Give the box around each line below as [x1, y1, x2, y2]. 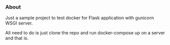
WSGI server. [5, 20, 33, 26]
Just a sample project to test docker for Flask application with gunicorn [5, 15, 154, 21]
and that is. [5, 35, 29, 41]
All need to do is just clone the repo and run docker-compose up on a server [5, 30, 165, 36]
